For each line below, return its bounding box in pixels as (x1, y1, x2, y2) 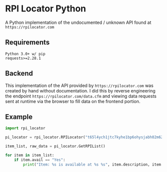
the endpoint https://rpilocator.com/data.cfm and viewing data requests (5, 93, 157, 99)
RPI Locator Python (5, 3, 86, 14)
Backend (5, 69, 33, 78)
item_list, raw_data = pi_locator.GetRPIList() (5, 144, 106, 149)
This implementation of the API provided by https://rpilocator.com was (5, 83, 154, 88)
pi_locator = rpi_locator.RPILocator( (5, 135, 85, 140)
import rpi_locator (5, 126, 46, 131)
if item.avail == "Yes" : (14, 157, 66, 162)
